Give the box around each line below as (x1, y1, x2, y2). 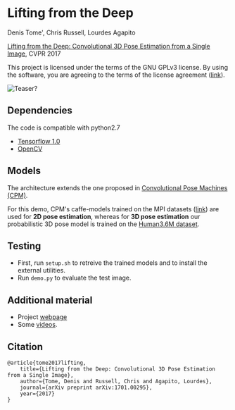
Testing (7, 240, 42, 251)
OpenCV (17, 144, 43, 153)
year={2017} (20, 390, 55, 397)
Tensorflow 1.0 (17, 137, 61, 145)
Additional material (7, 294, 93, 306)
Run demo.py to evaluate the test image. (17, 273, 132, 282)
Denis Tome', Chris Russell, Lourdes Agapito (7, 28, 136, 37)
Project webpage (17, 313, 68, 321)
